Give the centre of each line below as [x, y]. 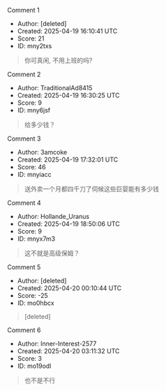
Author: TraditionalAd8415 [55, 88]
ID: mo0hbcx [36, 303]
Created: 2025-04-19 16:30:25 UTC [68, 95]
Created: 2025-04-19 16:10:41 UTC [67, 31]
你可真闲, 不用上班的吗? [58, 60]
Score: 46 [32, 167]
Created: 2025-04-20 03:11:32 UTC [68, 351]
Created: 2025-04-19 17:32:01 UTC [68, 159]
